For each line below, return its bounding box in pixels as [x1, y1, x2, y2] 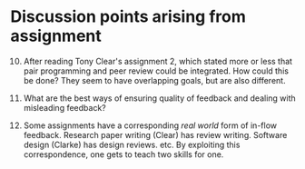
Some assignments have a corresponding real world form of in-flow [23, 120, 278, 131]
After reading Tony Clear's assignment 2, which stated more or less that [23, 55, 293, 66]
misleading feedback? [23, 102, 107, 113]
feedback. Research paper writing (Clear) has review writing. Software [23, 129, 288, 140]
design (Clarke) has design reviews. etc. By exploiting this [23, 139, 241, 150]
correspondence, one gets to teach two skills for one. [23, 148, 224, 160]
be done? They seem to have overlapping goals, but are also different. [23, 75, 286, 85]
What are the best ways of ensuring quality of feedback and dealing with [23, 93, 296, 104]
